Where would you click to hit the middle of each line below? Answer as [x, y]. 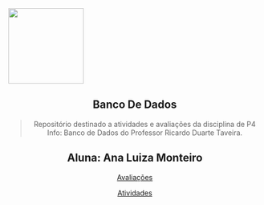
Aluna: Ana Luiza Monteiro [135, 158]
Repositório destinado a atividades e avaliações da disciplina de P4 [145, 124]
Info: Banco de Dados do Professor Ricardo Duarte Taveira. [145, 133]
